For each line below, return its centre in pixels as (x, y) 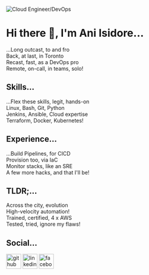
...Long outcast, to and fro (38, 49)
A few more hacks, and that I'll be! (48, 172)
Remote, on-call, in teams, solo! (45, 68)
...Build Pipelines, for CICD (39, 153)
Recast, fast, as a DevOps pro (42, 62)
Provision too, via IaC (32, 160)
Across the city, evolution (37, 206)
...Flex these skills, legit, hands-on (48, 102)
